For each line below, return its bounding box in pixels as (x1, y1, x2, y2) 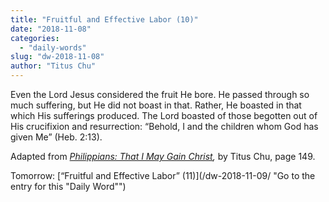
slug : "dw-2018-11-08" (10, 52, 105, 62)
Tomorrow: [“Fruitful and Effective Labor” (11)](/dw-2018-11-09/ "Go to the (10, 170, 316, 181)
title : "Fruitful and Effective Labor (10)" (10, 14, 199, 25)
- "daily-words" (19, 42, 87, 53)
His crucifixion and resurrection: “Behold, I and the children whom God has (10, 121, 319, 132)
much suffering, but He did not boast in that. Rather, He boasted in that (10, 99, 302, 111)
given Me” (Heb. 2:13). (10, 131, 103, 143)
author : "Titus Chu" (10, 61, 97, 71)
